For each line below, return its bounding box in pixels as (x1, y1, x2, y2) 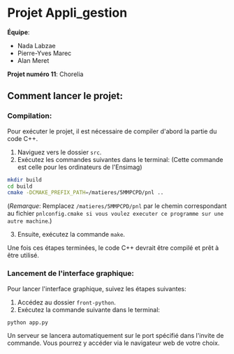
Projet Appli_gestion (7, 5, 128, 21)
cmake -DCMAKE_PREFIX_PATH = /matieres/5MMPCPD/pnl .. (7, 189, 164, 196)
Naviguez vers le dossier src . (17, 148, 102, 156)
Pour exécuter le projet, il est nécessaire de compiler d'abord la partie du (7, 127, 217, 135)
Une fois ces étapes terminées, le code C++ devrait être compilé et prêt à (7, 244, 219, 252)
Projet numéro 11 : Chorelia (7, 70, 84, 78)
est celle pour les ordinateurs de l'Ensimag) (17, 163, 142, 171)
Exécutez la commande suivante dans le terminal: (17, 305, 161, 314)
